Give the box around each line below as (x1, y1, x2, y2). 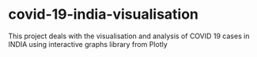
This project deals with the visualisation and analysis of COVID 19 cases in (8, 31, 250, 41)
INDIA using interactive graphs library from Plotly (8, 39, 168, 48)
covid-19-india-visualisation (8, 5, 199, 23)
